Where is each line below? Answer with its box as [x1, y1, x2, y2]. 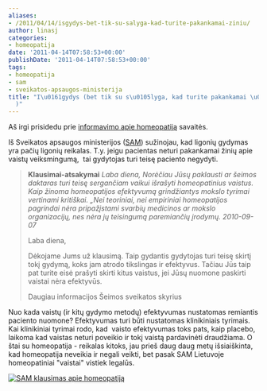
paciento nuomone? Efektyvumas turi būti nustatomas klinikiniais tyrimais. [8, 316, 250, 326]
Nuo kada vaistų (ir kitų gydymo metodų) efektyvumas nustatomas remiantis [8, 308, 258, 317]
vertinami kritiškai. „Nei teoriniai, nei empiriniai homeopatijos [27, 195, 228, 205]
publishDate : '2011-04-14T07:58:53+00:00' [8, 56, 151, 64]
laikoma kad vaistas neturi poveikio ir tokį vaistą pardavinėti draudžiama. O [8, 333, 253, 343]
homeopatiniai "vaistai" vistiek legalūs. [8, 358, 135, 368]
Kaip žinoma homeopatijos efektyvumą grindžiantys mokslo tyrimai [27, 187, 250, 196]
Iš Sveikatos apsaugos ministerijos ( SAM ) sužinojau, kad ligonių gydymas [8, 137, 249, 147]
